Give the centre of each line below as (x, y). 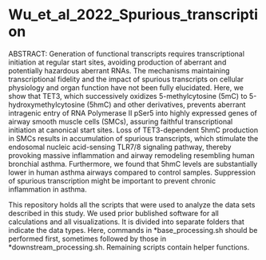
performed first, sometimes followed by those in (87, 238)
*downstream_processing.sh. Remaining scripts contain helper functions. (129, 247)
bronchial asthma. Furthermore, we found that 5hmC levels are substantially (133, 163)
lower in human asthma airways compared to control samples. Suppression (132, 172)
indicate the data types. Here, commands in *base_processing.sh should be (133, 230)
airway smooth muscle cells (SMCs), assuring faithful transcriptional (121, 121)
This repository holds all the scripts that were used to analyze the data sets (132, 204)
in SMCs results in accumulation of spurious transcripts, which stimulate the (133, 138)
